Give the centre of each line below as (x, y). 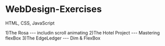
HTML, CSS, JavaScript (30, 23)
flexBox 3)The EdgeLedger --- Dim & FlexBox (53, 38)
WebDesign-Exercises (53, 9)
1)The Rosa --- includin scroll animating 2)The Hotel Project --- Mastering (82, 32)
